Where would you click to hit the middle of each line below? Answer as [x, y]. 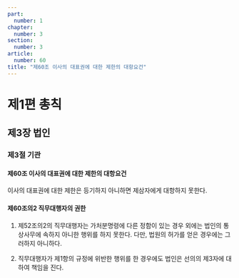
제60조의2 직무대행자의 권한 [47, 208]
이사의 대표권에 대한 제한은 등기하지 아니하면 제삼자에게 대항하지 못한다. [107, 190]
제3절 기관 [24, 155]
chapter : [20, 27]
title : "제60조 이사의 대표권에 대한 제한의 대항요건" [77, 67]
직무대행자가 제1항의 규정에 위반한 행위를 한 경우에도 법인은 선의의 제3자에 [121, 258]
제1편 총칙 [35, 104]
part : [15, 14]
